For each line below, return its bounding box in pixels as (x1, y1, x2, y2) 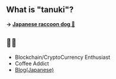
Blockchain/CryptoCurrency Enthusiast (14, 53, 111, 61)
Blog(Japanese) (14, 66, 54, 73)
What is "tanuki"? (6, 5, 74, 15)
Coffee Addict (14, 59, 49, 67)
